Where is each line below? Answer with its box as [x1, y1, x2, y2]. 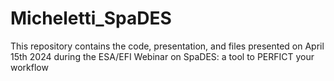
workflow [10, 61, 49, 73]
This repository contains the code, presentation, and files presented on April [10, 40, 325, 52]
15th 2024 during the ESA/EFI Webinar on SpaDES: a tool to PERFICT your [10, 50, 315, 62]
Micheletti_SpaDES [10, 7, 172, 30]
